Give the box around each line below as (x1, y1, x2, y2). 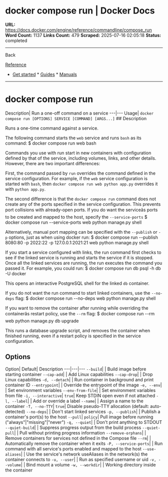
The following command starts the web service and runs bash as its (5, 135, 141, 141)
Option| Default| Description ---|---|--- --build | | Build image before (5, 366, 146, 372)
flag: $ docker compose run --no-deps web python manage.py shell (15, 295, 156, 301)
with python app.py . (5, 186, 46, 192)
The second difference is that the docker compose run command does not (5, 196, 156, 202)
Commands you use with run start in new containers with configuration (5, 150, 151, 156)
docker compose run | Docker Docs (5, 5, 155, 17)
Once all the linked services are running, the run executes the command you (5, 260, 162, 266)
